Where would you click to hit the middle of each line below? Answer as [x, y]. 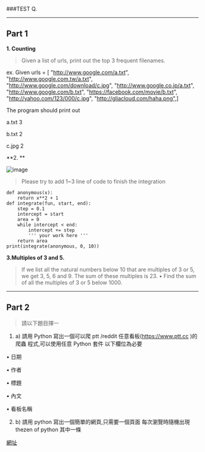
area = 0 [28, 219]
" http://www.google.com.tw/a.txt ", [49, 78]
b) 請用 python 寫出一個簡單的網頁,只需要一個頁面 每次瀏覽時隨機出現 [103, 421]
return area [32, 241]
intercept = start [41, 214]
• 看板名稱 [19, 409]
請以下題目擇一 [40, 323]
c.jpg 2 [15, 146]
